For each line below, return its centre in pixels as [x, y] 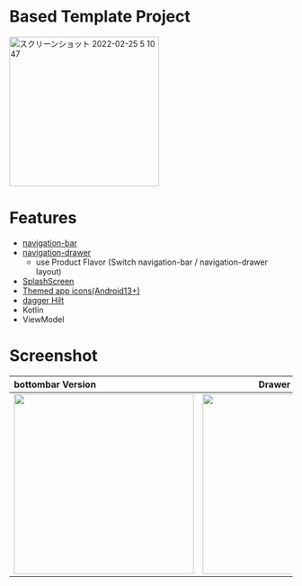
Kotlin [33, 310]
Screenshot [53, 356]
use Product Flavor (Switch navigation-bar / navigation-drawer [151, 262]
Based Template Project [100, 17]
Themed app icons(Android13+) [81, 291]
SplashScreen [48, 281]
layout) [49, 271]
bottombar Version [55, 384]
